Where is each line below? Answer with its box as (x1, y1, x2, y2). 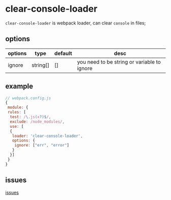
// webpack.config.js (5, 95, 51, 101)
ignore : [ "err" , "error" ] (14, 143, 70, 148)
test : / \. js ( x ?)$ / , (10, 115, 51, 120)
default (54, 49, 72, 56)
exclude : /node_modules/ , (10, 119, 65, 124)
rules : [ (7, 110, 26, 115)
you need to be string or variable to (77, 58, 161, 65)
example (5, 82, 34, 91)
